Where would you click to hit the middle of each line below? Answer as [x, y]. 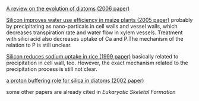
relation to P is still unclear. [39, 45]
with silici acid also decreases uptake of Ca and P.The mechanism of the [95, 39]
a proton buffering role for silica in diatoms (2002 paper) [75, 80]
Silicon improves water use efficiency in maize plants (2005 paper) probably [99, 20]
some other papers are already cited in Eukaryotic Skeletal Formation [91, 92]
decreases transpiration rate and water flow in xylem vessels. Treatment [94, 32]
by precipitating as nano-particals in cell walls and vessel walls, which [92, 26]
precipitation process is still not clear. [52, 69]
